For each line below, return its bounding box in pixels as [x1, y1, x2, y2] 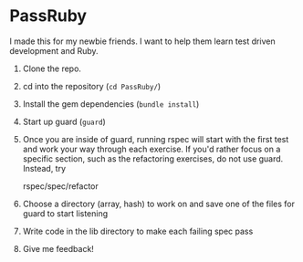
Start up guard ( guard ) [22, 116, 107, 127]
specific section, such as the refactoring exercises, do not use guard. [22, 152, 284, 164]
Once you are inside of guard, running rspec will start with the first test [22, 133, 289, 144]
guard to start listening [22, 207, 109, 219]
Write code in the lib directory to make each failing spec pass [22, 225, 254, 236]
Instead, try [22, 162, 67, 173]
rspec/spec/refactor [22, 180, 99, 192]
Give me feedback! [22, 243, 94, 254]
